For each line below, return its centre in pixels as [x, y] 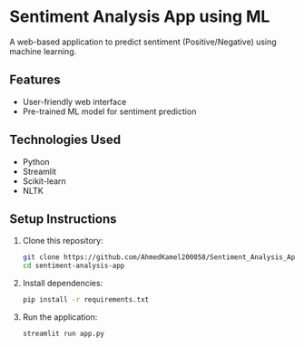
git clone [41, 257]
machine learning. [43, 51]
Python [36, 161]
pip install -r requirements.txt [86, 300]
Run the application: [60, 317]
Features [35, 80]
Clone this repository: [63, 241]
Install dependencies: [63, 284]
